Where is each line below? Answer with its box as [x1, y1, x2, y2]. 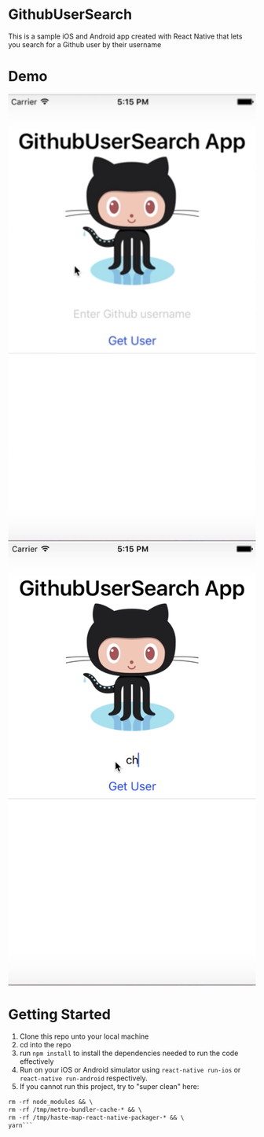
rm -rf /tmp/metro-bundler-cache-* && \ [8, 1106, 143, 1113]
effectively [19, 1056, 54, 1066]
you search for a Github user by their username [8, 39, 162, 49]
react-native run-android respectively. [19, 1073, 148, 1083]
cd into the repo [19, 1039, 71, 1049]
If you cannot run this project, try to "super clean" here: [19, 1081, 200, 1091]
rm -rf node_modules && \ [8, 1098, 93, 1106]
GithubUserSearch [8, 6, 132, 24]
